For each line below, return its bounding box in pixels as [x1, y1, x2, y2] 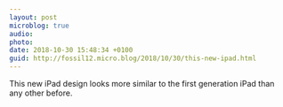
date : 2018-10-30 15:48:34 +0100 [9, 46, 133, 55]
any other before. [9, 88, 73, 98]
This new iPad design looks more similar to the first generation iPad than [9, 79, 275, 88]
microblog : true [9, 21, 69, 30]
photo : [9, 37, 34, 47]
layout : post [9, 12, 58, 22]
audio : [9, 29, 34, 38]
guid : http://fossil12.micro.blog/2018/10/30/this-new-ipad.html [9, 54, 256, 63]
